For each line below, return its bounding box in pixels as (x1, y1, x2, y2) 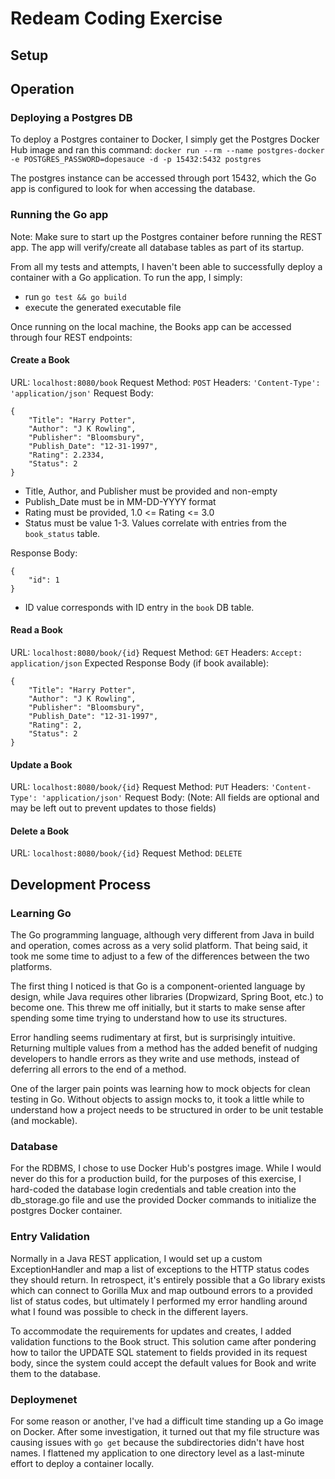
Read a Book (10, 624, 63, 636)
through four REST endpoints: (10, 331, 133, 343)
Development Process (10, 876, 152, 893)
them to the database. (10, 1367, 102, 1379)
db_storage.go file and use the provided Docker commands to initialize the (10, 1194, 317, 1206)
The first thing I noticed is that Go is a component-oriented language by (10, 980, 306, 992)
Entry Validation (10, 1230, 90, 1244)
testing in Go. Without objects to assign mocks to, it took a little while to (10, 1093, 305, 1106)
